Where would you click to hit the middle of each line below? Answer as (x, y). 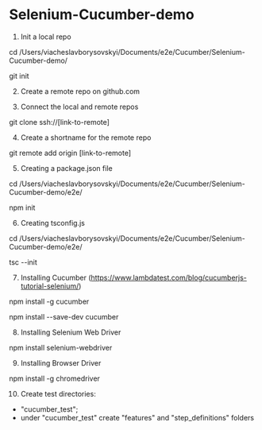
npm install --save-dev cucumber (64, 316)
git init (19, 76)
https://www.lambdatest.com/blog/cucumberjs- (169, 277)
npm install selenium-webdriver (61, 347)
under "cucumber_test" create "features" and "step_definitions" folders (137, 417)
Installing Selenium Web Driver (71, 332)
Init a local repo (46, 37)
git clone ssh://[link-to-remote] (60, 122)
